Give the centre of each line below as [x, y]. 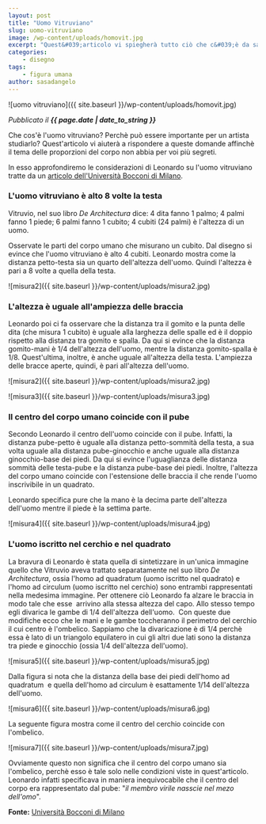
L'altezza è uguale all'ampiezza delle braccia [96, 306]
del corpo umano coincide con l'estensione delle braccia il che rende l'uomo [133, 477]
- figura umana [47, 74]
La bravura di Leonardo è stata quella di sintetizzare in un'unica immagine [129, 561]
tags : [17, 67]
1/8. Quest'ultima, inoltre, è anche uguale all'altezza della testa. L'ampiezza [130, 358]
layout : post [30, 15]
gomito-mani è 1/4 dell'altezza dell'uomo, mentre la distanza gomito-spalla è [133, 349]
